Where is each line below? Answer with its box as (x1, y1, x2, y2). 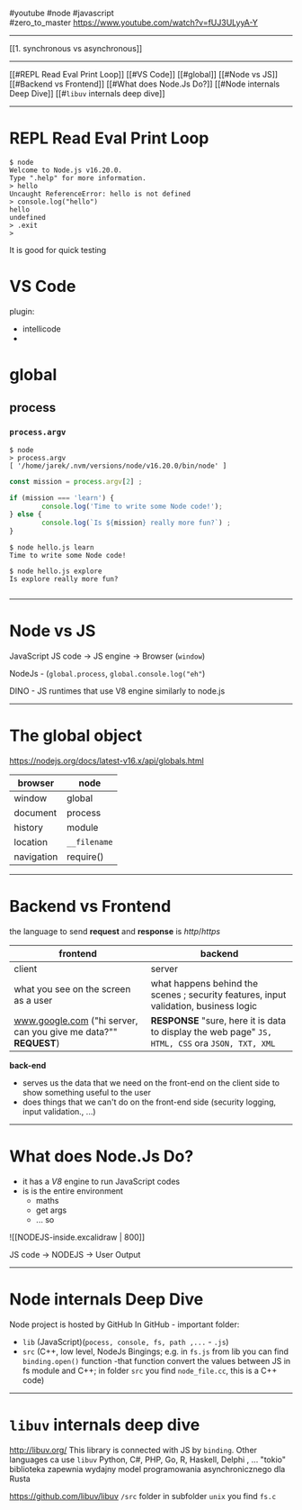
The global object (9, 725, 143, 746)
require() (67, 851, 104, 863)
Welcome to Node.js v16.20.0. (9, 166, 123, 175)
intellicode (22, 323, 61, 334)
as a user (13, 994, 53, 1006)
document (13, 806, 58, 819)
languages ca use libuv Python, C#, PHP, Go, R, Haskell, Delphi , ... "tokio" (9, 1454, 286, 1465)
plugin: (9, 305, 35, 316)
